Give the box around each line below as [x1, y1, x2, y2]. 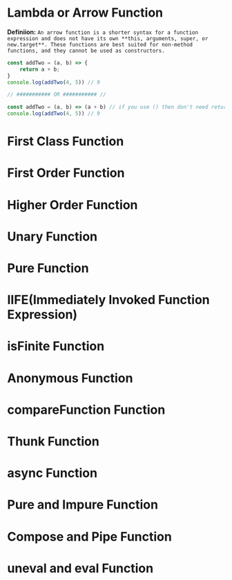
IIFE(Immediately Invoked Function [7, 292, 210, 308]
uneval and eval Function [7, 560, 154, 576]
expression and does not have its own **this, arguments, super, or [7, 35, 209, 42]
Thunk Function [7, 433, 100, 449]
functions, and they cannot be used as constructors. [7, 47, 166, 54]
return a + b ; [19, 66, 60, 73]
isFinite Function [7, 338, 105, 354]
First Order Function [7, 165, 125, 181]
